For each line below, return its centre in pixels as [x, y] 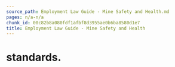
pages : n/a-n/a [25, 17]
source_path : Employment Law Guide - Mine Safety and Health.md [88, 12]
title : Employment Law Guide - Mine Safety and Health [76, 28]
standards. [34, 58]
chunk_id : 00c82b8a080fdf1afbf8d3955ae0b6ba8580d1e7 [73, 23]
